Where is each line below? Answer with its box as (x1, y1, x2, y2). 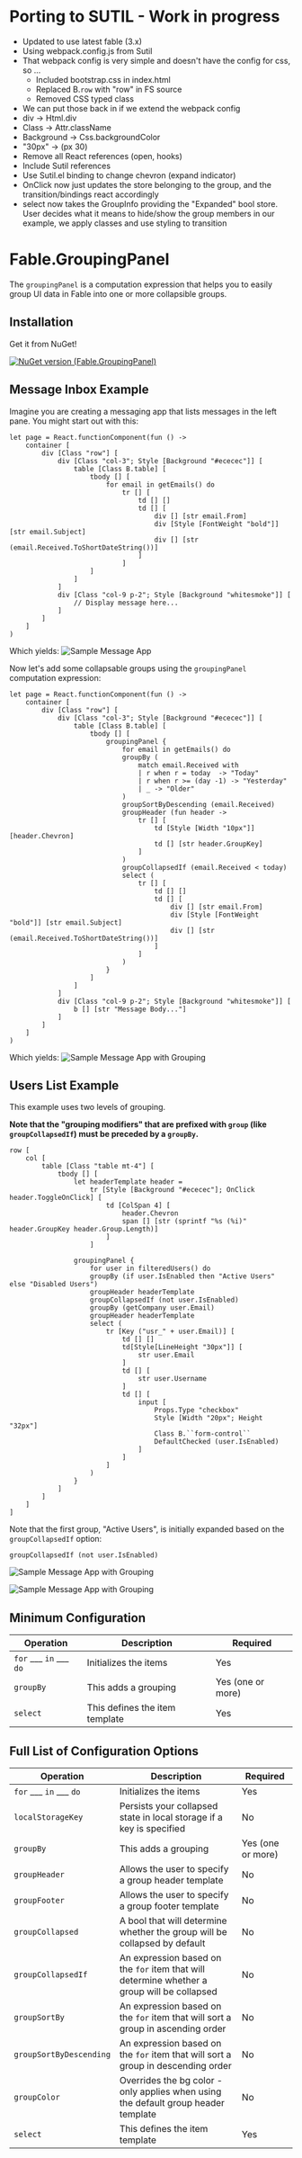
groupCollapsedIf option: (9, 1534, 102, 1545)
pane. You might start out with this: (9, 416, 139, 426)
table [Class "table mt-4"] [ (41, 1162, 155, 1171)
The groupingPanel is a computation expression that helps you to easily (9, 279, 272, 290)
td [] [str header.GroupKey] (154, 839, 263, 848)
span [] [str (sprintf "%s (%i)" (121, 1217, 247, 1226)
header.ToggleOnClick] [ (9, 1194, 102, 1203)
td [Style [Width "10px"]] (154, 823, 255, 833)
